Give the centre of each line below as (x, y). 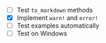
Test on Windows (42, 33)
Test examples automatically (58, 26)
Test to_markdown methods (55, 10)
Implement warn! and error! (58, 18)
